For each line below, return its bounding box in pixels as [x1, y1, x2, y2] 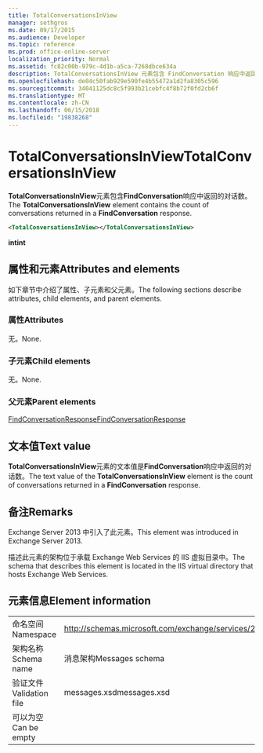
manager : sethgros [8, 19, 68, 27]
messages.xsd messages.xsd [63, 686, 171, 697]
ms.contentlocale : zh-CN [8, 99, 89, 107]
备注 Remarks [8, 505, 74, 518]
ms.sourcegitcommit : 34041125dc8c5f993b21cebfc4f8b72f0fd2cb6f [8, 84, 219, 93]
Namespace [12, 629, 57, 640]
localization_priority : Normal [8, 56, 110, 64]
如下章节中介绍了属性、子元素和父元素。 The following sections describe [8, 284, 242, 294]
